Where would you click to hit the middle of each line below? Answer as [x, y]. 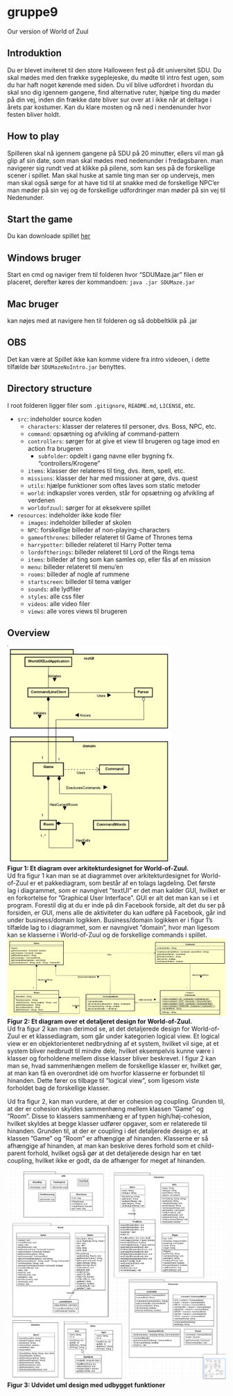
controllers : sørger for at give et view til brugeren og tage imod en [123, 441]
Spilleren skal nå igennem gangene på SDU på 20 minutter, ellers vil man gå [115, 153]
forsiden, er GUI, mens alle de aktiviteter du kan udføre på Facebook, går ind [116, 913]
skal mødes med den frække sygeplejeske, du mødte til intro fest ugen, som [115, 77]
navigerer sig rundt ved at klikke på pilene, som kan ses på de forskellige [111, 168]
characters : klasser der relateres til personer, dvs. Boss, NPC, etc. [122, 426]
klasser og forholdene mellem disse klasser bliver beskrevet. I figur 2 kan [112, 1058]
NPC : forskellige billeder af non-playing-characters [99, 530]
